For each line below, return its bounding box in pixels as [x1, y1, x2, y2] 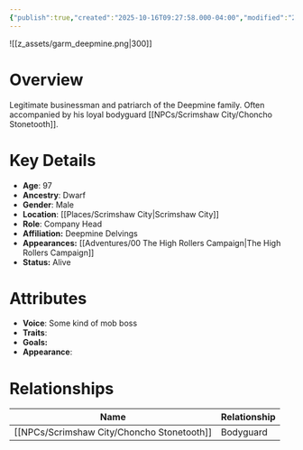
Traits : [22, 327, 48, 338]
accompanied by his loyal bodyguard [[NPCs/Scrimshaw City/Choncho [9, 109, 273, 120]
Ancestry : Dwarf [22, 189, 86, 200]
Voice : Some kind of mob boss [22, 317, 138, 329]
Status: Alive [22, 256, 71, 267]
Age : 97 [22, 179, 52, 190]
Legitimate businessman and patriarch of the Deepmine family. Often [9, 99, 265, 110]
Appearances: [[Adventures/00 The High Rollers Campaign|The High [22, 237, 281, 248]
